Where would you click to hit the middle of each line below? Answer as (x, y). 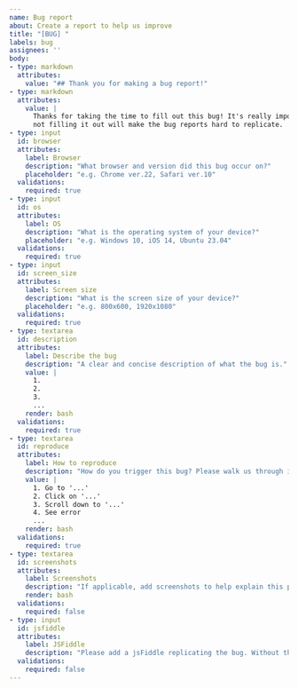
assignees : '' (35, 51)
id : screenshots (47, 562)
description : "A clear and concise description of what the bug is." (157, 364)
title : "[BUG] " (39, 34)
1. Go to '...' (61, 488)
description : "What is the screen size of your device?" (133, 298)
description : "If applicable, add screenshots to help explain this (154, 587)
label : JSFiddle (55, 645)
